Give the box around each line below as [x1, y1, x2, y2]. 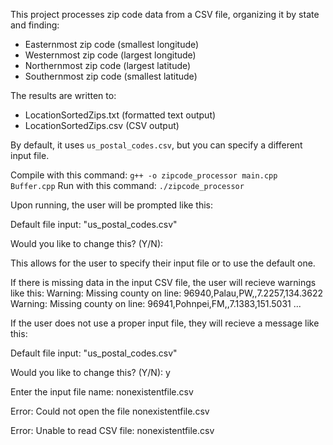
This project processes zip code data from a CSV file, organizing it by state [10, 9, 320, 20]
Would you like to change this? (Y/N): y [10, 367, 171, 378]
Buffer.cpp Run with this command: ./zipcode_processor [10, 180, 245, 191]
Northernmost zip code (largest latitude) [24, 60, 192, 71]
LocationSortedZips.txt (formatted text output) [24, 109, 217, 121]
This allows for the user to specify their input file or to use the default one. [10, 257, 316, 269]
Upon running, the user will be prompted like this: [10, 199, 214, 211]
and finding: [10, 19, 60, 31]
